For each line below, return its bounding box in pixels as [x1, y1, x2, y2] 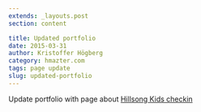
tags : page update [8, 64, 71, 73]
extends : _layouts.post [8, 11, 89, 20]
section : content [8, 19, 67, 28]
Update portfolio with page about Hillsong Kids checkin [8, 94, 193, 104]
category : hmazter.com [8, 57, 85, 65]
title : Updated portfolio [8, 34, 96, 42]
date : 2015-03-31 [8, 41, 67, 50]
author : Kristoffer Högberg [8, 50, 104, 58]
